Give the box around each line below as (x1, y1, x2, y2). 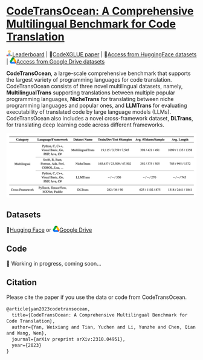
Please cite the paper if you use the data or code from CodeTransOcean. (6, 293, 187, 301)
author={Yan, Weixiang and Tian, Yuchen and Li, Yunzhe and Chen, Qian (11, 324, 196, 330)
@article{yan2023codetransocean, (6, 306, 91, 312)
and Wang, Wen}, (6, 330, 47, 336)
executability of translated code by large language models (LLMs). (6, 108, 172, 116)
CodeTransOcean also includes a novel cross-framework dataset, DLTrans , (6, 114, 193, 122)
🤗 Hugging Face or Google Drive (6, 226, 92, 234)
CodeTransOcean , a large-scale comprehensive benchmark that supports (6, 70, 192, 77)
